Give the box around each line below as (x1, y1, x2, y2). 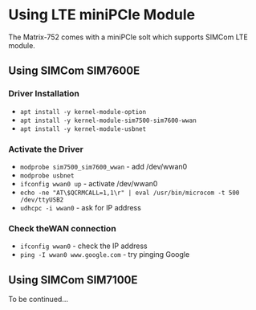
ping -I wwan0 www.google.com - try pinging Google (19, 250, 190, 259)
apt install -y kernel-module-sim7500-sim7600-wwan (19, 116, 197, 124)
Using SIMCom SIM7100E (8, 273, 138, 287)
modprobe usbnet (19, 171, 75, 180)
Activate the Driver (8, 143, 84, 154)
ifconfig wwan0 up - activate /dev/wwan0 (19, 178, 158, 188)
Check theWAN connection (8, 222, 116, 234)
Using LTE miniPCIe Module (8, 6, 195, 24)
